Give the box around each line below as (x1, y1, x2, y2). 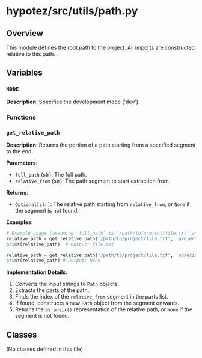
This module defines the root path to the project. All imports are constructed (6, 44, 195, 51)
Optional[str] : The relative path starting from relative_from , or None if (14, 200, 191, 208)
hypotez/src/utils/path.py (6, 4, 138, 18)
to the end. (6, 147, 33, 154)
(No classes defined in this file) (6, 345, 84, 353)
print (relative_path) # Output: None (6, 258, 101, 264)
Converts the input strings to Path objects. (14, 281, 120, 288)
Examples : (6, 218, 33, 226)
